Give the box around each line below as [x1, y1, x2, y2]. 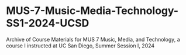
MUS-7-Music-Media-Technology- [6, 4, 179, 18]
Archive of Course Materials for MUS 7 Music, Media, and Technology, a [6, 36, 180, 43]
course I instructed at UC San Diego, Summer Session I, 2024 [6, 42, 155, 49]
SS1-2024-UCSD [6, 16, 89, 30]
